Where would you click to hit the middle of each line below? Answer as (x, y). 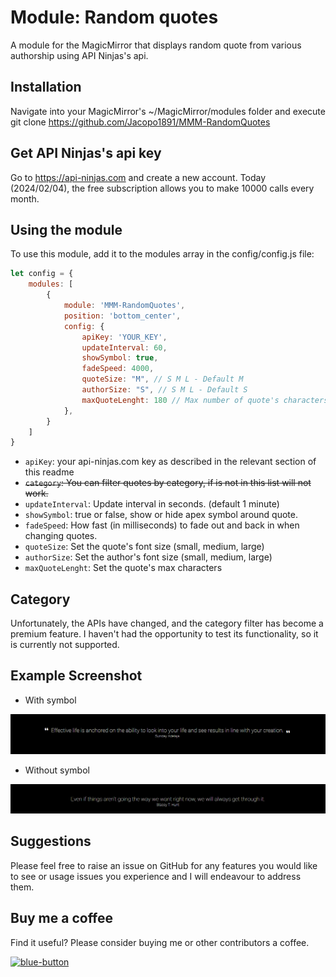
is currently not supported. (65, 645)
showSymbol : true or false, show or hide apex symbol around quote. (161, 515)
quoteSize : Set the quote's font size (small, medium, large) (144, 547)
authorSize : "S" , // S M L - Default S (164, 390)
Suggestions (51, 841)
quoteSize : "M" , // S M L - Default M (162, 379)
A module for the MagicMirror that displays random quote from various (156, 45)
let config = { (42, 274)
